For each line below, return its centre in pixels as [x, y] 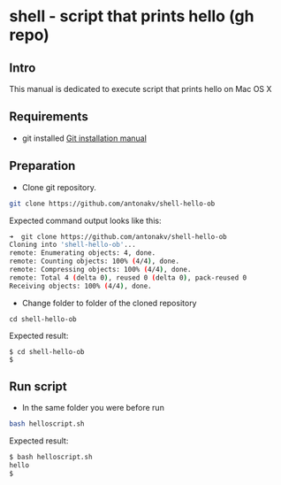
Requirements [49, 117]
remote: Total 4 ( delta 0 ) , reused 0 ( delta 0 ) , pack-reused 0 [128, 277]
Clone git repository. [59, 187]
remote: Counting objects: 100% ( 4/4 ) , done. [94, 262]
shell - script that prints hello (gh [132, 16]
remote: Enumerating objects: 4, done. [83, 253]
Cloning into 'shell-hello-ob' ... [73, 245]
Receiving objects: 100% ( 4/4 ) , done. [80, 286]
